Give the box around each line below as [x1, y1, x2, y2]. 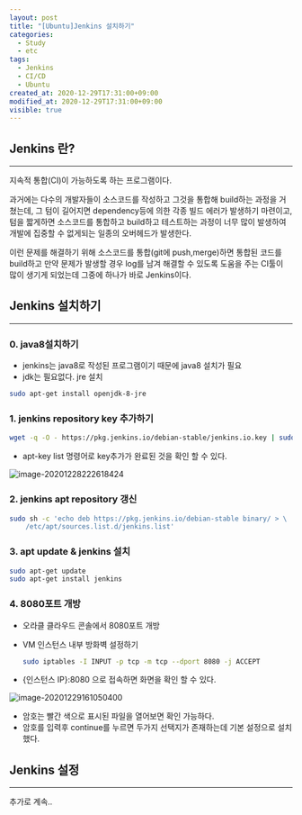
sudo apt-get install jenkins [9, 575, 123, 584]
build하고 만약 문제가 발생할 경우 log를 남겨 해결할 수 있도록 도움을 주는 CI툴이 [9, 258, 284, 269]
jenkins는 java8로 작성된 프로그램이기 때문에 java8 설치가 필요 [22, 360, 243, 371]
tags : [9, 55, 30, 64]
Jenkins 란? [9, 140, 75, 156]
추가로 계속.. [9, 796, 53, 807]
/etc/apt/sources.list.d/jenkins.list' [25, 522, 175, 531]
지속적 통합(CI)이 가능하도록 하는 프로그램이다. [9, 175, 173, 186]
